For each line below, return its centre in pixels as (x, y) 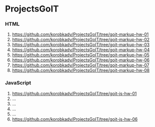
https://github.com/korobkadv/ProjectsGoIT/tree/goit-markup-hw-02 (81, 40)
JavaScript (18, 83)
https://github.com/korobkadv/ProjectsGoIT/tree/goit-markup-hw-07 (80, 65)
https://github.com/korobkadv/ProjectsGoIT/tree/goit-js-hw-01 (74, 93)
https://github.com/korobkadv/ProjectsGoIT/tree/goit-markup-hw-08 (81, 71)
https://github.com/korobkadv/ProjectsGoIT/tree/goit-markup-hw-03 (81, 45)
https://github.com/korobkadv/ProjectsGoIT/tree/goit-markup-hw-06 (81, 60)
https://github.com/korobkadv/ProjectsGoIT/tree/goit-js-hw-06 (75, 119)
